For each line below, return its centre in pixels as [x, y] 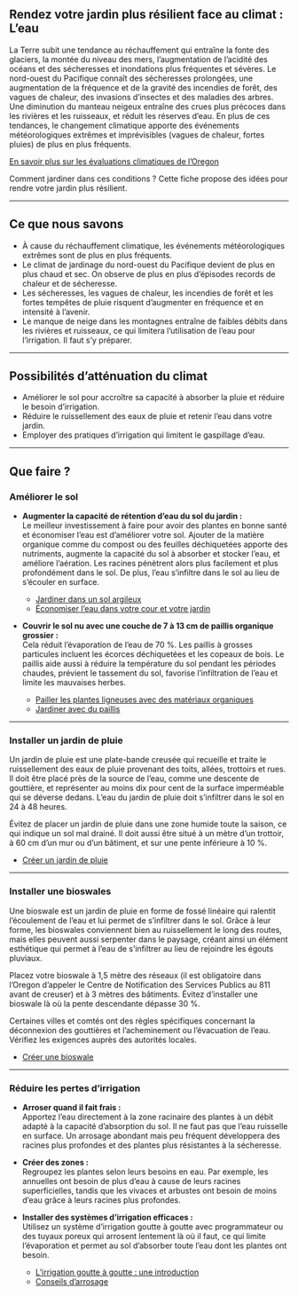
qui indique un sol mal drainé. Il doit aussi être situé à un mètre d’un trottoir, [146, 834]
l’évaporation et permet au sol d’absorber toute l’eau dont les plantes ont [154, 1245]
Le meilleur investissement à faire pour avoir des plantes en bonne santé [154, 526]
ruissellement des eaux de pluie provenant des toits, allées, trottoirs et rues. [148, 769]
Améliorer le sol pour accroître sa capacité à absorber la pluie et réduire [153, 398]
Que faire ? [40, 471]
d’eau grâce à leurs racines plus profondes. [102, 1200]
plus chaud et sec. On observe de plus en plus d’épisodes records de [149, 273]
